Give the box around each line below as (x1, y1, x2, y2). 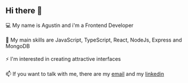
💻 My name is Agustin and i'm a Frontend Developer (5, 22, 134, 29)
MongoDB (5, 42, 30, 50)
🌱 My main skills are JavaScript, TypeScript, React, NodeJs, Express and (5, 36, 182, 43)
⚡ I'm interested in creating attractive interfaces (5, 55, 121, 62)
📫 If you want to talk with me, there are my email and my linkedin (5, 70, 164, 77)
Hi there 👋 (5, 6, 42, 16)
